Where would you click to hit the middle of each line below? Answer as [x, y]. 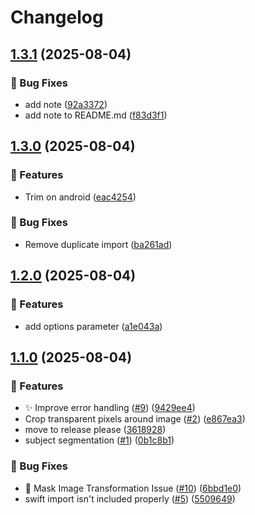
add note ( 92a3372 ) [66, 104]
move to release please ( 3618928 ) [95, 430]
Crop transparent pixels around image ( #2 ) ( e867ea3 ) [135, 419]
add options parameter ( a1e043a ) [93, 326]
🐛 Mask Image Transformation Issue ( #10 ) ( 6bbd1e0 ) [133, 488]
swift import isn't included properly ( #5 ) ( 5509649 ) [130, 498]
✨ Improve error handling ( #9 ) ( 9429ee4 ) [110, 408]
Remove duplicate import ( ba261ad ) [98, 244]
